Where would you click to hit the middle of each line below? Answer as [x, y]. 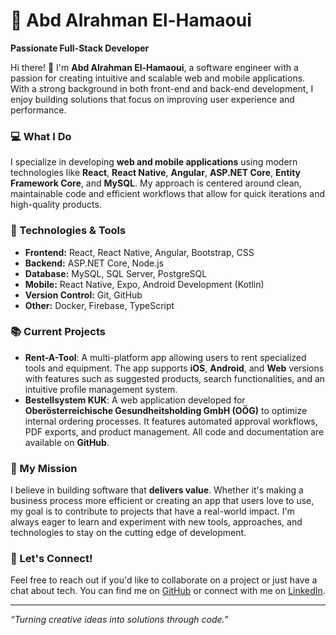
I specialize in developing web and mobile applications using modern [154, 162]
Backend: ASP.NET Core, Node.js [94, 263]
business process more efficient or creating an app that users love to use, [162, 501]
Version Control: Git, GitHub [83, 295]
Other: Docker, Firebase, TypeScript [99, 305]
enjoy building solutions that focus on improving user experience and [152, 99]
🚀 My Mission [44, 468]
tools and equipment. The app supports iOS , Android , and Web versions [174, 368]
